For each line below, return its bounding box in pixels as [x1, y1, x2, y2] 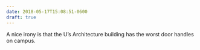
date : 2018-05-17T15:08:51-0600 [6, 8, 88, 15]
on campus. [6, 37, 36, 44]
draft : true [6, 14, 36, 20]
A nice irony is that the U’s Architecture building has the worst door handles [6, 30, 195, 37]
